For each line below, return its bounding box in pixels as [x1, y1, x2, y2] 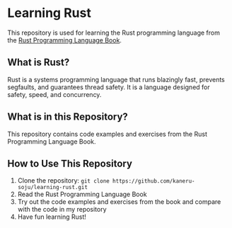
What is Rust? [7, 57, 70, 69]
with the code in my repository [17, 205, 108, 214]
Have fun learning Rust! [17, 212, 87, 221]
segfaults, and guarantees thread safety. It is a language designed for [7, 83, 210, 91]
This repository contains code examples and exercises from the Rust [7, 130, 207, 138]
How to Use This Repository [7, 157, 133, 169]
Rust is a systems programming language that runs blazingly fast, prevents [7, 75, 225, 84]
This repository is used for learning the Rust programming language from [7, 28, 221, 37]
